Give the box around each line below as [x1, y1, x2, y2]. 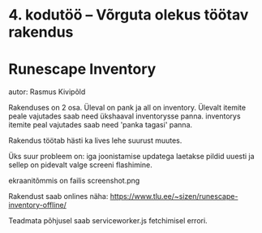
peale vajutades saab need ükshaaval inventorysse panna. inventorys [8, 111, 241, 121]
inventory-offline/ [8, 201, 67, 210]
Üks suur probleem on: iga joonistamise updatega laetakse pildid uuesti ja [8, 152, 255, 162]
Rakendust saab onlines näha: [8, 192, 109, 201]
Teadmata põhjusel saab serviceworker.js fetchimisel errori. [8, 216, 208, 226]
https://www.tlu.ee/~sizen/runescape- [110, 192, 238, 201]
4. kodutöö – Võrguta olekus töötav [8, 6, 249, 24]
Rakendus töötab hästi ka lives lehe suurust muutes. [8, 136, 183, 145]
